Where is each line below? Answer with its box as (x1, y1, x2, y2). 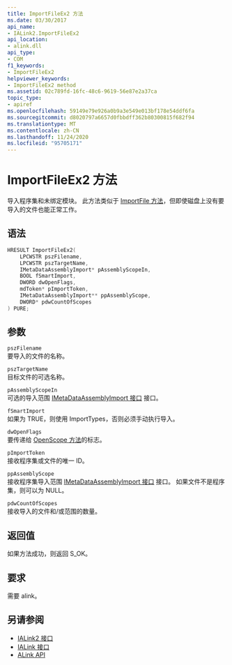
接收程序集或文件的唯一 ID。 (7, 456, 88, 465)
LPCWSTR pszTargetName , (20, 260, 89, 267)
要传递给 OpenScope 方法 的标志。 (7, 435, 106, 444)
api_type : (7, 50, 36, 57)
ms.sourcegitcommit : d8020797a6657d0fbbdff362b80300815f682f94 (7, 114, 195, 121)
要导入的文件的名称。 (7, 352, 68, 360)
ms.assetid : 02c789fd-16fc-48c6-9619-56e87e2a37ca (7, 88, 157, 95)
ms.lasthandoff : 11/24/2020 (7, 133, 89, 140)
